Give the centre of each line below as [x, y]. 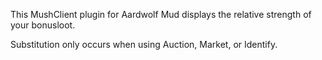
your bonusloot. [43, 25]
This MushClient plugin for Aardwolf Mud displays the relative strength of [161, 14]
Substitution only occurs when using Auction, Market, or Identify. [144, 44]
